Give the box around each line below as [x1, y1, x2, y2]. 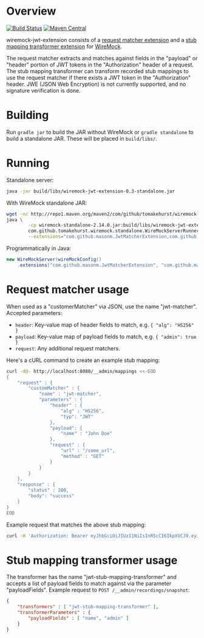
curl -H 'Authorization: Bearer [6, 533, 88, 539]
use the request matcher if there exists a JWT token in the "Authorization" [6, 74, 191, 81]
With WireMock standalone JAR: [6, 199, 87, 207]
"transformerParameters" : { [17, 609, 91, 616]
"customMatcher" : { [28, 385, 80, 391]
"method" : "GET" [60, 453, 104, 459]
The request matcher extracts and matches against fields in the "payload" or [6, 54, 198, 62]
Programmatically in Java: [6, 245, 72, 252]
